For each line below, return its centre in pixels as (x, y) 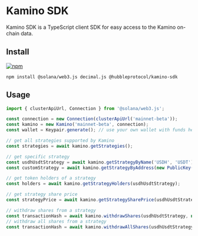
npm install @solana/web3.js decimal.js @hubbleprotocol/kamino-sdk (92, 77)
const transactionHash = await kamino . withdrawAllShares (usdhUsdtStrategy (100, 227)
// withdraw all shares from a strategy (57, 221)
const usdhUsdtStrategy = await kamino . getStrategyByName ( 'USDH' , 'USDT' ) (100, 162)
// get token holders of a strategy (51, 178)
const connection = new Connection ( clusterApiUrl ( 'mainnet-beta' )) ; (92, 119)
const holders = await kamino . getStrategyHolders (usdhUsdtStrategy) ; (93, 184)
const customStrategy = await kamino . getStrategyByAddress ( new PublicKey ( (100, 168)
